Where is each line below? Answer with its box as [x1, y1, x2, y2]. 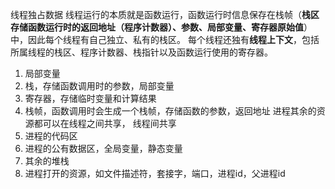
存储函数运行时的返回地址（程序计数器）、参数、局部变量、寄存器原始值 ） [10, 21, 313, 33]
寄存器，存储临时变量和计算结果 [24, 93, 157, 104]
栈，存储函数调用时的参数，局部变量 [24, 80, 175, 92]
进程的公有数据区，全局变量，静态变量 [24, 143, 183, 154]
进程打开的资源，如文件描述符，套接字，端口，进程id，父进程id [24, 168, 286, 179]
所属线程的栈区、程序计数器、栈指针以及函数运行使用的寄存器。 [10, 46, 273, 58]
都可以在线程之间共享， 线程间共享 [33, 118, 177, 129]
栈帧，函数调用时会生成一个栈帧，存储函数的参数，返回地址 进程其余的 [24, 105, 317, 117]
